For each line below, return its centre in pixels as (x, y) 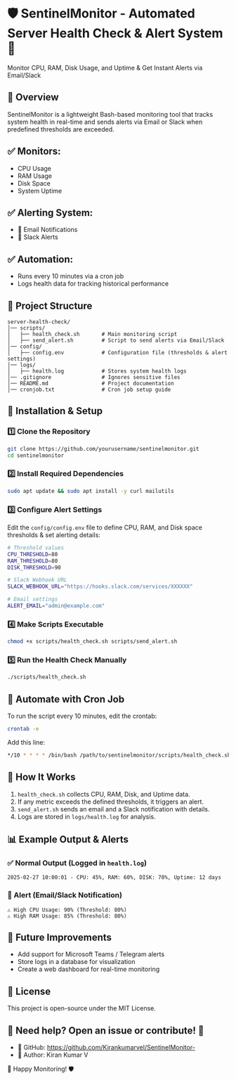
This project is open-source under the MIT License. (82, 1008)
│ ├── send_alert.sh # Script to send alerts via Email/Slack (116, 340)
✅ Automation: (40, 259)
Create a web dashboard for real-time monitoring (88, 969)
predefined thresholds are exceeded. (61, 129)
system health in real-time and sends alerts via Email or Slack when (105, 122)
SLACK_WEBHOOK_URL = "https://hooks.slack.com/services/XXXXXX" (100, 587)
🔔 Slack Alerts (38, 237)
